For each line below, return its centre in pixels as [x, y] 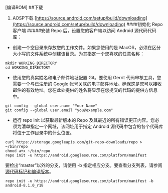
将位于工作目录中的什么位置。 [43, 133]
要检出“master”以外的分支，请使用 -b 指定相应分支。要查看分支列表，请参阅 [84, 165]
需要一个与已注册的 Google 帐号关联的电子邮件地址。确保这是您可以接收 [87, 84]
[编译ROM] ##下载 [24, 7]
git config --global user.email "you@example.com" [59, 110]
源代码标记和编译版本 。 [29, 171]
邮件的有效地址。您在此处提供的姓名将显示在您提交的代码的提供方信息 [85, 90]
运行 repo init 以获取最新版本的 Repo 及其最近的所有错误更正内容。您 [84, 120]
